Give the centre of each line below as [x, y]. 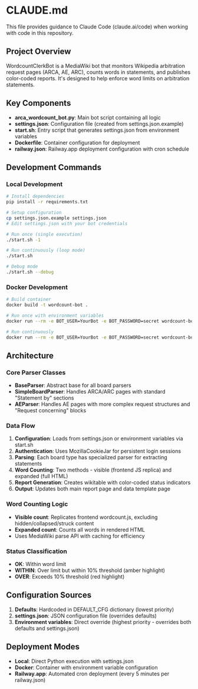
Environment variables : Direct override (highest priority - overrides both [103, 622]
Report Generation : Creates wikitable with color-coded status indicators [103, 483]
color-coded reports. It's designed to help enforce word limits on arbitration [98, 78]
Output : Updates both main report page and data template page [93, 489]
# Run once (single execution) [44, 234]
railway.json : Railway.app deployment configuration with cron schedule [102, 149]
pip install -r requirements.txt [47, 202]
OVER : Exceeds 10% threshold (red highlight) [70, 576]
